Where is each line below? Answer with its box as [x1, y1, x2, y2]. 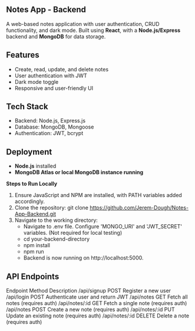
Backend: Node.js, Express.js [14, 117, 86, 124]
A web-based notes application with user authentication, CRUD [6, 20, 160, 27]
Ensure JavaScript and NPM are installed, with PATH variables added [14, 192, 183, 199]
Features [6, 50, 39, 60]
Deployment [6, 147, 52, 157]
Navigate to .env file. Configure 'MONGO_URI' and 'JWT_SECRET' [23, 223, 183, 230]
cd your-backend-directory [23, 235, 90, 242]
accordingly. [14, 198, 45, 205]
